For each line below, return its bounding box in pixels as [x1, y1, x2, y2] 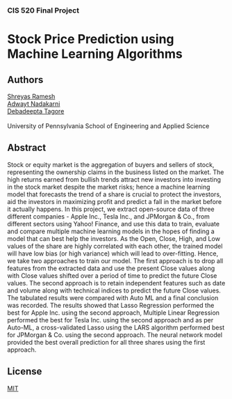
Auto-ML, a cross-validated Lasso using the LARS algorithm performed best [7, 323, 225, 331]
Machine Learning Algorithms [7, 46, 183, 62]
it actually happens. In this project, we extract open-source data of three [7, 205, 215, 213]
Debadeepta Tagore [7, 107, 65, 115]
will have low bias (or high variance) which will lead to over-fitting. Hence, [7, 249, 219, 258]
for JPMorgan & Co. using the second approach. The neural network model [7, 330, 223, 339]
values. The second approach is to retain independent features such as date [7, 279, 226, 287]
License [7, 366, 42, 377]
